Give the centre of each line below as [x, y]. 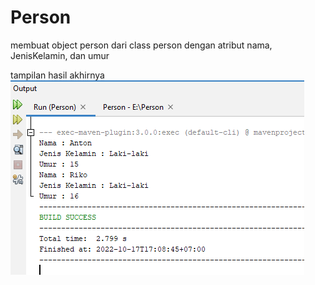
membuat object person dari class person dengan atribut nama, [141, 45]
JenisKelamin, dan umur [60, 55]
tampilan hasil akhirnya [57, 75]
